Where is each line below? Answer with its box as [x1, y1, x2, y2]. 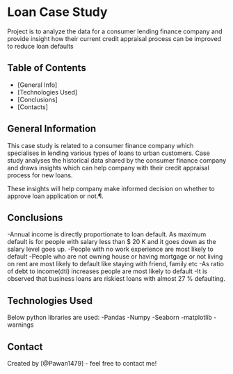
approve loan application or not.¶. [7, 192, 104, 200]
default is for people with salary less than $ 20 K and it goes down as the [7, 238, 217, 246]
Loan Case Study [7, 4, 108, 20]
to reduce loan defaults [7, 42, 74, 50]
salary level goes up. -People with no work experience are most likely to [7, 245, 214, 254]
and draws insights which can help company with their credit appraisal [7, 163, 210, 172]
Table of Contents [7, 62, 87, 74]
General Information [7, 123, 97, 135]
